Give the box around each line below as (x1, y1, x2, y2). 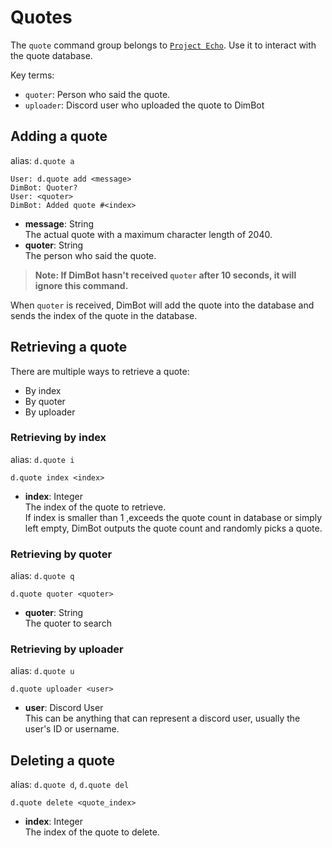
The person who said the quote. (24, 249, 157, 261)
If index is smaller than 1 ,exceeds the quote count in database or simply (24, 511, 323, 523)
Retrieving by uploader (10, 642, 124, 656)
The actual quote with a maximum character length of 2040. (24, 228, 273, 240)
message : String (24, 217, 95, 230)
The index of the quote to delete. (24, 826, 160, 838)
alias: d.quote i (10, 453, 75, 465)
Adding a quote (10, 128, 108, 145)
